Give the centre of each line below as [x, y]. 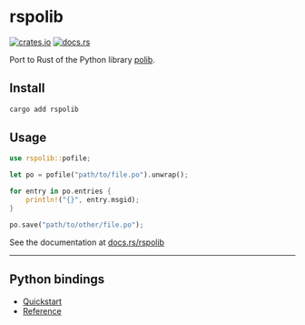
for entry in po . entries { [60, 192]
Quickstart [42, 301]
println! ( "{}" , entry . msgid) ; [83, 200]
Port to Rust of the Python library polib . [83, 59]
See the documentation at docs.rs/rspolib [87, 242]
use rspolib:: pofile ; [50, 158]
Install [27, 88]
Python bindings [57, 279]
